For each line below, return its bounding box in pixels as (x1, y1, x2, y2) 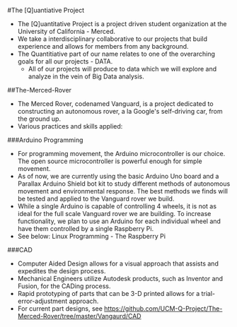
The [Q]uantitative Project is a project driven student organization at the (17, 20, 227, 28)
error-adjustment (17, 297, 68, 305)
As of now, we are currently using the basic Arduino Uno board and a (17, 172, 219, 180)
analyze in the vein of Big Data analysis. (28, 72, 144, 81)
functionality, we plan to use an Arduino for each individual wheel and (17, 217, 221, 225)
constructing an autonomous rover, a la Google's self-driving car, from (17, 107, 223, 115)
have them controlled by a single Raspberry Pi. (17, 225, 154, 232)
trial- (201, 290, 216, 297)
